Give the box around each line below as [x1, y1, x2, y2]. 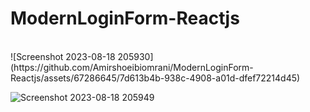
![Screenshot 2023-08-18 [10, 50, 116, 62]
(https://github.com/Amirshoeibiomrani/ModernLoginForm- [10, 61, 254, 73]
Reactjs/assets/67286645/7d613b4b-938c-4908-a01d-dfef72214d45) [10, 72, 301, 84]
